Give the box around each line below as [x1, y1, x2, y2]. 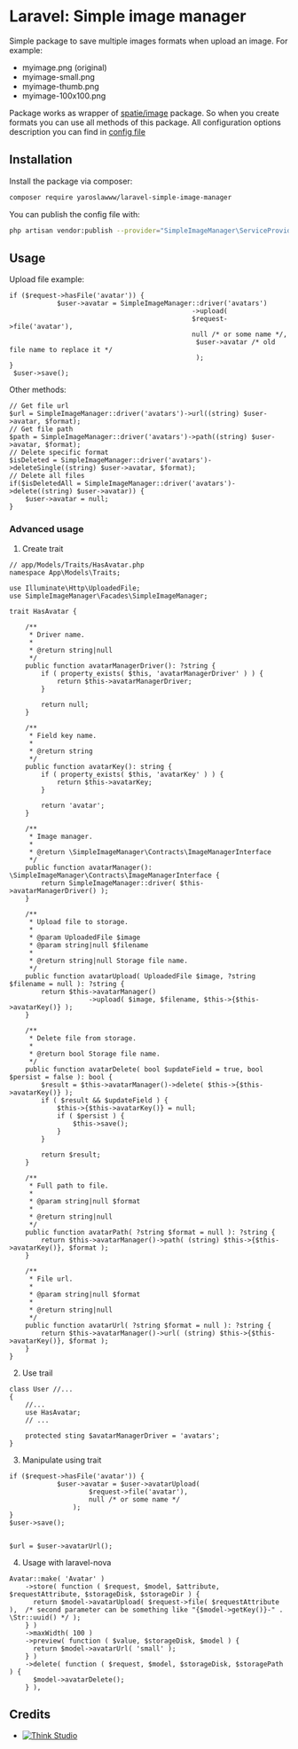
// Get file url [9, 402, 69, 411]
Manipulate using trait [21, 1455, 102, 1465]
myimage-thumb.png [21, 81, 99, 91]
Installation [9, 153, 73, 168]
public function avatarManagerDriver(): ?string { [25, 661, 216, 671]
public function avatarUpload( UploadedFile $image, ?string [25, 971, 255, 981]
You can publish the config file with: [9, 208, 140, 219]
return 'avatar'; [41, 801, 105, 810]
